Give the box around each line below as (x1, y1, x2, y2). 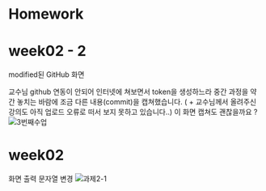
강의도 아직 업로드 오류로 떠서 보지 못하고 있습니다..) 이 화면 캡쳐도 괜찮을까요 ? (8, 107, 258, 117)
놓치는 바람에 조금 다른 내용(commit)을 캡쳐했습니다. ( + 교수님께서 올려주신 (16, 97, 257, 107)
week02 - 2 (8, 42, 87, 61)
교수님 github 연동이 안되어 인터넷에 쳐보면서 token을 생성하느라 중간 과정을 (8, 87, 249, 97)
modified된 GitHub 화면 (8, 70, 85, 79)
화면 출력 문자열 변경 (8, 174, 74, 184)
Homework (8, 5, 84, 23)
